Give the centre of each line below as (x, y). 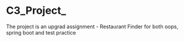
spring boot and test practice (41, 32)
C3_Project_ (36, 11)
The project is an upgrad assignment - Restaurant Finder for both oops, (92, 26)
